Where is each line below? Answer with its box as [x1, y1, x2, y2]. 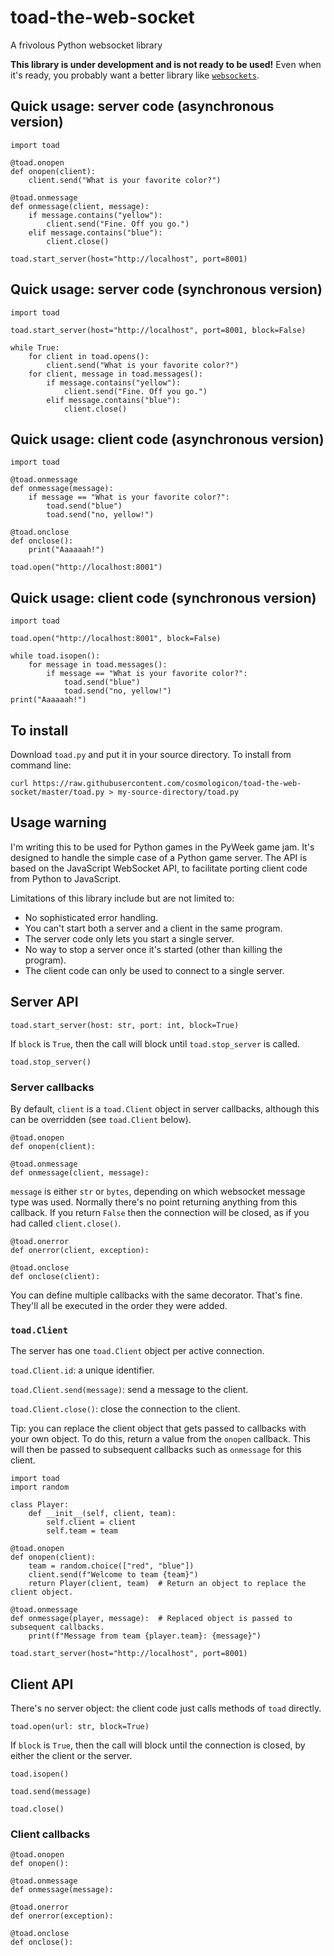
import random [10, 1482, 70, 1493]
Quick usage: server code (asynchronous [10, 98, 275, 115]
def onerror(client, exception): [10, 1245, 150, 1255]
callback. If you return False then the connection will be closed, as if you [10, 1206, 310, 1218]
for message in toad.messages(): [28, 660, 168, 670]
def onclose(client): [10, 1271, 101, 1281]
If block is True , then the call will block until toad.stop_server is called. [10, 1037, 300, 1050]
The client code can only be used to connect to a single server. [24, 964, 285, 976]
